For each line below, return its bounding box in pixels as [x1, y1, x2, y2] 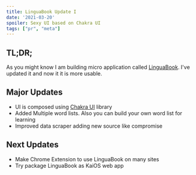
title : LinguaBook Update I [6, 8, 77, 15]
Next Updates [6, 140, 59, 150]
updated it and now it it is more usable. [6, 70, 102, 77]
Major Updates [6, 87, 63, 98]
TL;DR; [6, 47, 33, 58]
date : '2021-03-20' [6, 14, 55, 20]
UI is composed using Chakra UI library [14, 103, 112, 110]
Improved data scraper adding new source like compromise [14, 122, 163, 129]
